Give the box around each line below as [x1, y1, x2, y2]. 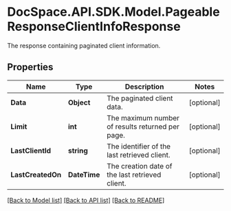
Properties [7, 61, 54, 73]
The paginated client [106, 93, 173, 103]
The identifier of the [106, 142, 170, 151]
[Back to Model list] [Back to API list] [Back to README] [7, 196, 165, 204]
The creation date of [106, 161, 173, 170]
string [67, 146, 88, 155]
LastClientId [10, 146, 52, 155]
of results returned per [106, 122, 180, 131]
